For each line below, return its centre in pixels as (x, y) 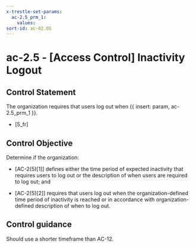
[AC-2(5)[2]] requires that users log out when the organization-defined (101, 193)
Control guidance (39, 225)
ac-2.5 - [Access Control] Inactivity (96, 58)
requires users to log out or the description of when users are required (101, 176)
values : (26, 23)
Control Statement (41, 92)
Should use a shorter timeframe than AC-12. (60, 239)
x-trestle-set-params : (34, 12)
